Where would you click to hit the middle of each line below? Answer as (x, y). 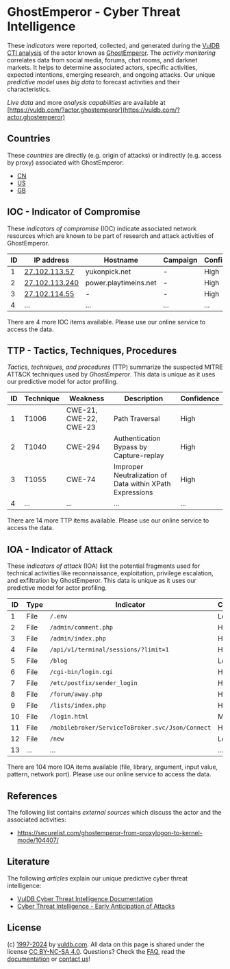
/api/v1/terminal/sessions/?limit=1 (109, 650)
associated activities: (37, 820)
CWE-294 (83, 447)
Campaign (180, 260)
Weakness (87, 398)
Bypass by (131, 447)
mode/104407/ (38, 840)
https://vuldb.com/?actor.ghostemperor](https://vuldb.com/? (94, 110)
